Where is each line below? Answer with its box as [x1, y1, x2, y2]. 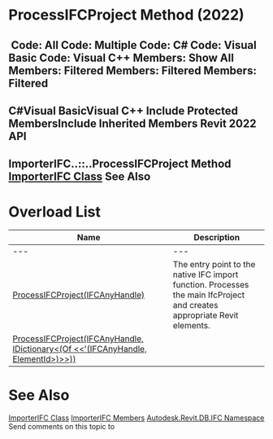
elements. [172, 320, 210, 331]
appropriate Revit [172, 309, 239, 321]
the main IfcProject [172, 289, 245, 301]
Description [193, 232, 240, 244]
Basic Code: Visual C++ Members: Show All [8, 50, 234, 64]
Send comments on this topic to [8, 422, 115, 432]
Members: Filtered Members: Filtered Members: [8, 64, 258, 77]
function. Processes [172, 279, 249, 291]
